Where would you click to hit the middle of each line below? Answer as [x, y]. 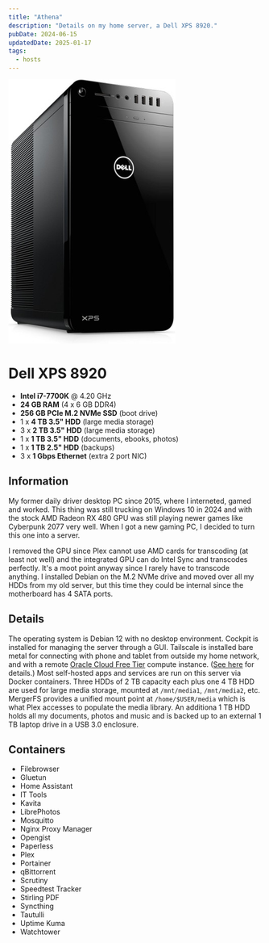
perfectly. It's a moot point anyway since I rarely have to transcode [119, 568]
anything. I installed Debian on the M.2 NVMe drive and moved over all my [131, 576]
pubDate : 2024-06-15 [43, 34]
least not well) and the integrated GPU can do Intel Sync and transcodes [128, 559]
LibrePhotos [40, 812]
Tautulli [32, 915]
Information [39, 482]
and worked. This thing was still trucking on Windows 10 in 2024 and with [130, 509]
